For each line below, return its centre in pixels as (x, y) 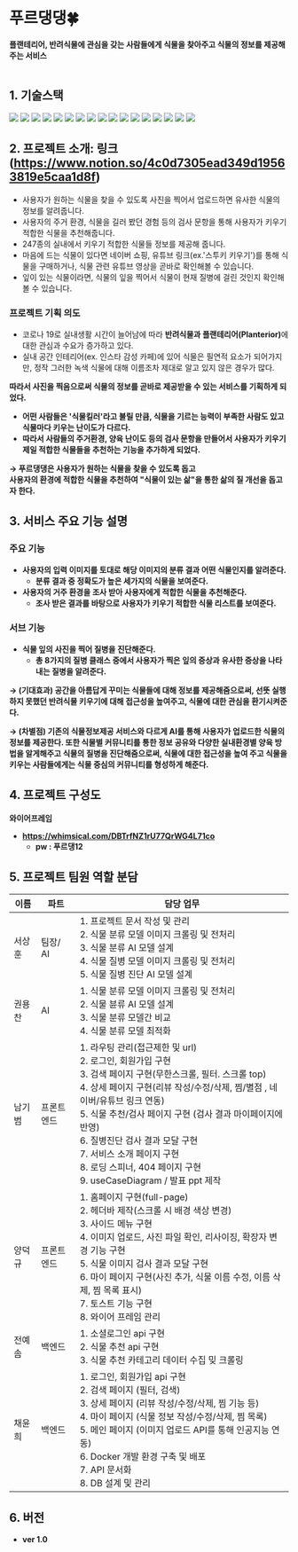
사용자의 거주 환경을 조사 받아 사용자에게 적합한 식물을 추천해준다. (134, 592)
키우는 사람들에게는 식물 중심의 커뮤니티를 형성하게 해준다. (109, 764)
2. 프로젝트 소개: (52, 149)
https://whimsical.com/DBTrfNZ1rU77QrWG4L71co (118, 835)
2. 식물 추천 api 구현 (119, 1347)
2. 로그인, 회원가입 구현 (125, 1061)
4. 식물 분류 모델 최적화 (125, 1031)
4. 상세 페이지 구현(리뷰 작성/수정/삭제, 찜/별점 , (173, 1087)
